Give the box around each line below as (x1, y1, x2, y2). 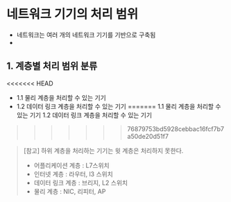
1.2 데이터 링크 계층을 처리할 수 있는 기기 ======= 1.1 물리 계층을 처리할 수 (16, 102, 221, 110)
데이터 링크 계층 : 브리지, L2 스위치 (33, 178, 128, 187)
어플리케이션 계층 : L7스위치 (33, 161, 110, 169)
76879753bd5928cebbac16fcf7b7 (127, 124, 225, 133)
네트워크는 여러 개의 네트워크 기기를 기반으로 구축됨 (16, 31, 156, 39)
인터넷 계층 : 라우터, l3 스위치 (33, 169, 114, 178)
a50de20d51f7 (127, 132, 169, 140)
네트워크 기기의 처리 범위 (6, 6, 139, 22)
